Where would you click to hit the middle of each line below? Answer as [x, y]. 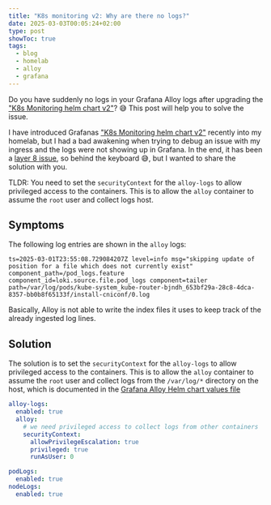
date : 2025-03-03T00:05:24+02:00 [65, 24]
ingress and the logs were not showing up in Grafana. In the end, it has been [135, 149]
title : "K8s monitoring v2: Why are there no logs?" [99, 16]
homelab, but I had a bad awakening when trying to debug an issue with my [134, 141]
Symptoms [36, 225]
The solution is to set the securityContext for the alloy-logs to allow [123, 364]
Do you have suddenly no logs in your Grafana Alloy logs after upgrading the [136, 99]
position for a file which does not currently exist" [101, 267]
